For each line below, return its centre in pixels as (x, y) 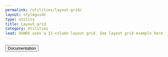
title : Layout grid (26, 24)
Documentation (22, 48)
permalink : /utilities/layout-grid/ (44, 10)
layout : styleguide (26, 15)
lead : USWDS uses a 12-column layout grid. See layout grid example (78, 33)
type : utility (20, 19)
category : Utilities (27, 29)
